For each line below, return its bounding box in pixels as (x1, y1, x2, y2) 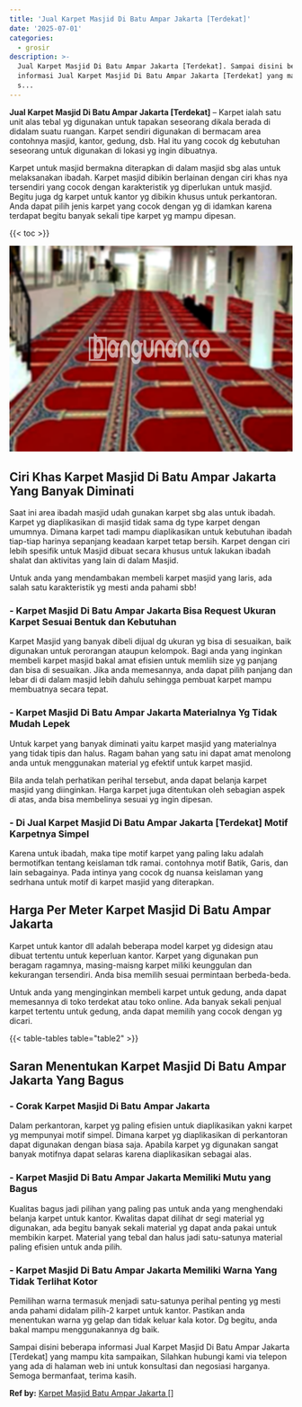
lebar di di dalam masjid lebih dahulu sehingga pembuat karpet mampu (9, 675, 272, 686)
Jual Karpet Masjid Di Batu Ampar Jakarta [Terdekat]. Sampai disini (17, 62, 283, 71)
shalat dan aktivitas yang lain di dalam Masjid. (9, 555, 179, 566)
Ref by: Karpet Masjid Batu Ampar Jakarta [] (9, 1388, 174, 1399)
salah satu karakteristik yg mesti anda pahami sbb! (9, 582, 197, 593)
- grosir (17, 43, 50, 52)
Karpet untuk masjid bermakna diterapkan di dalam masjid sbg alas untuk (9, 162, 281, 173)
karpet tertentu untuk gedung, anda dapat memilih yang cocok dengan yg (9, 1006, 283, 1017)
